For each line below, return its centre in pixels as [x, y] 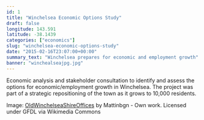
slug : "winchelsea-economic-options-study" [63, 46]
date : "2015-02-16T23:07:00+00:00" [52, 52]
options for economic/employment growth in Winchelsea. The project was [100, 86]
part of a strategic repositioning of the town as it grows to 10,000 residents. [101, 93]
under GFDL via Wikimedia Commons [54, 111]
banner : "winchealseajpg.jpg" [45, 63]
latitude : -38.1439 [31, 35]
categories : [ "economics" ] [41, 40]
